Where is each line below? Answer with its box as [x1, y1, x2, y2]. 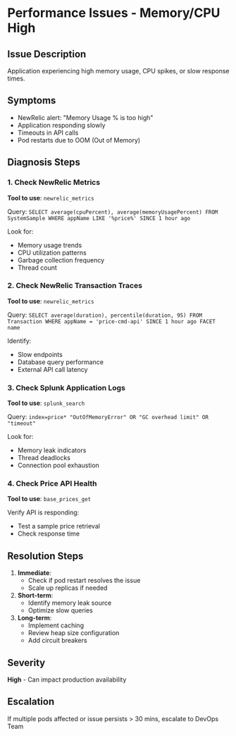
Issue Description [7, 48, 87, 60]
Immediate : [17, 569, 51, 577]
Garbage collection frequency [17, 255, 105, 264]
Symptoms [7, 95, 56, 107]
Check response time [17, 529, 80, 538]
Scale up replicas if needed [27, 584, 108, 592]
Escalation [7, 696, 55, 708]
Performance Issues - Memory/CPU [7, 5, 221, 21]
